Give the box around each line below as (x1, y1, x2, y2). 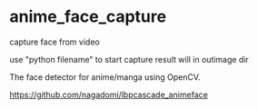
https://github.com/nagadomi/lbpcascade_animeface (9, 89, 209, 100)
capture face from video (9, 36, 100, 47)
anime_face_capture (9, 6, 166, 27)
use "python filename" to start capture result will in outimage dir (9, 54, 250, 64)
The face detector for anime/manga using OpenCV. (9, 71, 202, 83)
